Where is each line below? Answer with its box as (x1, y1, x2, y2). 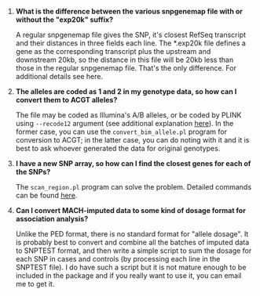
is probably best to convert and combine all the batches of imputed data (15, 238, 250, 247)
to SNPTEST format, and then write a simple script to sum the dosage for (15, 246, 252, 255)
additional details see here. (15, 72, 104, 81)
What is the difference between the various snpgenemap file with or (15, 7, 244, 16)
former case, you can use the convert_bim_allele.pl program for (15, 127, 228, 136)
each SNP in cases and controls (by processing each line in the (15, 254, 221, 263)
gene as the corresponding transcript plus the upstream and (15, 47, 211, 56)
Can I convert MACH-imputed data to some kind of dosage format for (15, 206, 246, 215)
